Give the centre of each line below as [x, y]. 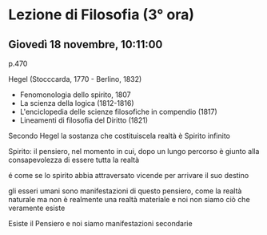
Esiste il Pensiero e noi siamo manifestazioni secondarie [101, 223]
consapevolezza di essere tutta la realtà [74, 160]
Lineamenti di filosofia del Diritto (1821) [84, 120]
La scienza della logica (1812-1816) [77, 103]
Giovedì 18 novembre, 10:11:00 [86, 45]
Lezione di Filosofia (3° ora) [101, 15]
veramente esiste [37, 208]
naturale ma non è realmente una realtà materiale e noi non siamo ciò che [129, 199]
